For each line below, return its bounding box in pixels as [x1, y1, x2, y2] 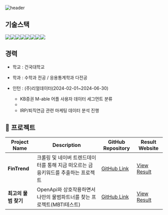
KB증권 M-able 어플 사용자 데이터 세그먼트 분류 [19, 96, 112, 102]
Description [52, 142, 81, 149]
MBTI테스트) [52, 201, 81, 208]
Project [10, 138, 29, 145]
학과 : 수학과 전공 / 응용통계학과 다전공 [12, 74, 87, 80]
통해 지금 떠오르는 [47, 162, 87, 169]
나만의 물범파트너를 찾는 [36, 193, 90, 200]
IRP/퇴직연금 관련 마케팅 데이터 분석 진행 [19, 107, 99, 113]
